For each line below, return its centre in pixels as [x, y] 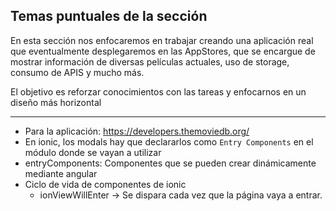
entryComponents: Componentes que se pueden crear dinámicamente [170, 163]
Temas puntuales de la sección [109, 16]
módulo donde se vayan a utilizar [93, 152]
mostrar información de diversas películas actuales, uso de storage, [150, 61]
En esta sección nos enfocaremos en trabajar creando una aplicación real [162, 40]
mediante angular [61, 173]
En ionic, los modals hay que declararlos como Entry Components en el [169, 141]
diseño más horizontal [56, 102]
